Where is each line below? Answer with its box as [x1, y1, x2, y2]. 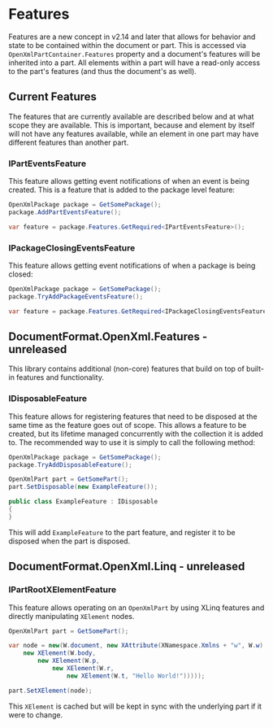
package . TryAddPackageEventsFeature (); [8, 292, 144, 301]
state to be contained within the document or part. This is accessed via [8, 40, 246, 50]
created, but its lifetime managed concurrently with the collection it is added [8, 429, 264, 438]
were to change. [8, 709, 63, 720]
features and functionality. [15, 373, 104, 382]
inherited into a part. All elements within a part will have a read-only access [8, 58, 261, 68]
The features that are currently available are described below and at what [8, 111, 254, 121]
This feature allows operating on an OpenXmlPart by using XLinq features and [8, 603, 265, 612]
